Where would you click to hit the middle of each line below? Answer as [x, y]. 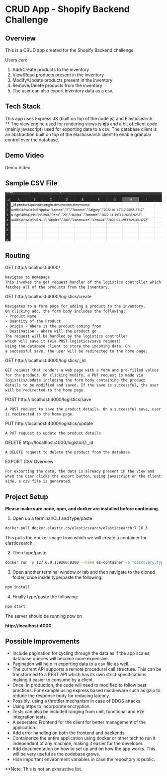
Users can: [16, 60]
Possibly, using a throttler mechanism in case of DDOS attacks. [77, 701]
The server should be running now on [44, 616]
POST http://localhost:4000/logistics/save [48, 399]
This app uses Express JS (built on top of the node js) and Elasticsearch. [80, 118]
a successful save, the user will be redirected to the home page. [77, 351]
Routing [18, 255]
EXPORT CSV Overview [29, 462]
